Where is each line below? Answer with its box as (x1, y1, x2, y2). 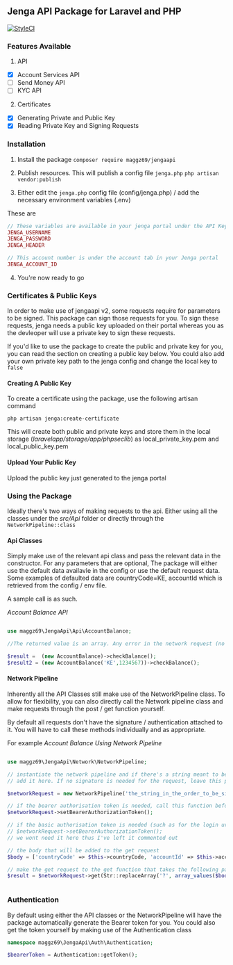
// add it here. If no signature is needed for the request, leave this (7, 777, 222, 784)
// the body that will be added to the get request (7, 847, 159, 854)
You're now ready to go (17, 273, 85, 282)
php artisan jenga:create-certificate (7, 415, 119, 423)
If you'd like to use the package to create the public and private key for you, (7, 342, 223, 350)
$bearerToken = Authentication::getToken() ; (7, 952, 138, 959)
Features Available (7, 41, 71, 51)
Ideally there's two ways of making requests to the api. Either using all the (7, 507, 218, 515)
